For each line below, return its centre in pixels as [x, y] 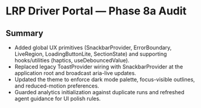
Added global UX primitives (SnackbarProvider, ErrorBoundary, [93, 47]
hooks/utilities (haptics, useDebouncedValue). [72, 60]
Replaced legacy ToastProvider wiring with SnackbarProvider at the [99, 67]
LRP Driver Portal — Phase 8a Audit [96, 11]
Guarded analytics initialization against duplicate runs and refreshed [99, 92]
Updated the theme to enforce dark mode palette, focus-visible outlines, [104, 79]
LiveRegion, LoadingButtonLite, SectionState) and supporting [91, 54]
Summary [25, 33]
